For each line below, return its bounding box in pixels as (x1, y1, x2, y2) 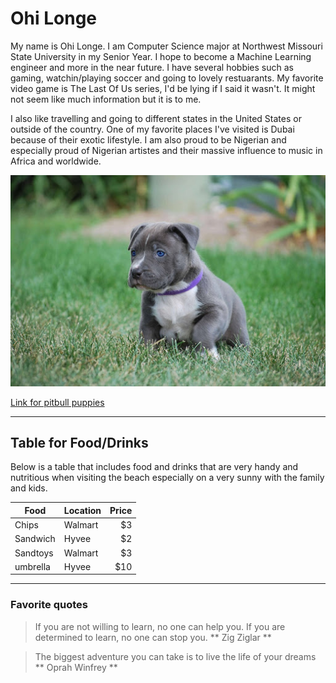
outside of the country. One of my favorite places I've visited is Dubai (10, 123, 295, 135)
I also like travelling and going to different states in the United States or (10, 112, 302, 124)
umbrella (14, 560, 51, 572)
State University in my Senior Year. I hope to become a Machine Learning (10, 50, 312, 62)
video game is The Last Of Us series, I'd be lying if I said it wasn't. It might (10, 82, 316, 94)
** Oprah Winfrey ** (34, 661, 118, 673)
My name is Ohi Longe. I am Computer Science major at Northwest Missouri (10, 40, 323, 52)
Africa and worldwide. (10, 155, 102, 167)
